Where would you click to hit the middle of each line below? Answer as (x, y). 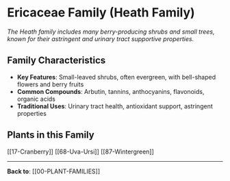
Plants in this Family (51, 135)
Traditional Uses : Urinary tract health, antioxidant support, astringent (115, 106)
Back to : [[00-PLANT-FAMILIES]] (54, 171)
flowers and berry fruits (50, 84)
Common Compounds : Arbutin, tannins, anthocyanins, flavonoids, (111, 91)
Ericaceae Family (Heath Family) (101, 13)
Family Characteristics (56, 61)
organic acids (36, 99)
